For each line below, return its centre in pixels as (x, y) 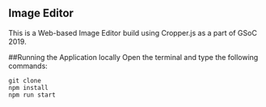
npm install (28, 88)
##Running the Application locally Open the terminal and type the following (133, 57)
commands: (28, 66)
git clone (25, 80)
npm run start (32, 95)
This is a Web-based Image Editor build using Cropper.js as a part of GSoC (133, 32)
